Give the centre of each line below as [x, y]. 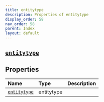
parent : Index [20, 29]
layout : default [22, 33]
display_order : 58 [24, 19]
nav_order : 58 [20, 24]
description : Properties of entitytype [47, 15]
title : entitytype [24, 10]
